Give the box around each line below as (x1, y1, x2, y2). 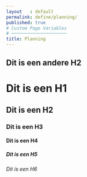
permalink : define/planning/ (6, 14, 78, 20)
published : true (6, 19, 46, 25)
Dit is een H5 (6, 151, 38, 158)
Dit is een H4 (6, 137, 38, 145)
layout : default (6, 8, 54, 15)
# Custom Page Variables (6, 25, 67, 31)
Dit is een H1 (6, 81, 68, 95)
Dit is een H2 (6, 104, 53, 115)
